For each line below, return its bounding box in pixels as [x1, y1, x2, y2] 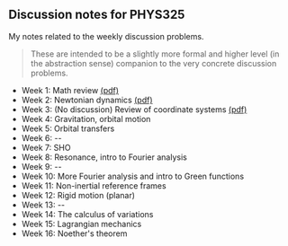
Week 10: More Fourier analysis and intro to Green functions [21, 171, 245, 181]
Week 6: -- [21, 132, 62, 143]
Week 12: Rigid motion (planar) [21, 189, 136, 200]
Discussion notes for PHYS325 [8, 7, 185, 22]
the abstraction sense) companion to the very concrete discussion [30, 57, 277, 68]
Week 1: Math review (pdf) [21, 84, 119, 95]
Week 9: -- [21, 161, 62, 171]
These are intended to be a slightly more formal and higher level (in [30, 48, 280, 59]
